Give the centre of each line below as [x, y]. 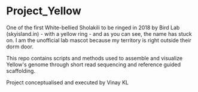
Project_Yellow [44, 11]
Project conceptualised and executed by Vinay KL [67, 82]
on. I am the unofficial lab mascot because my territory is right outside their [99, 40]
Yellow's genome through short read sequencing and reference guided [94, 65]
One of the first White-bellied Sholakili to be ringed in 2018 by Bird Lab [93, 27]
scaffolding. [21, 70]
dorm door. [20, 47]
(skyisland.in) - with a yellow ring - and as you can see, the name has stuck [99, 33]
